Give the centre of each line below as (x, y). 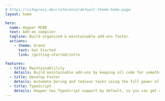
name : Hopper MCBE (28, 27)
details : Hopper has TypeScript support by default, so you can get (85, 91)
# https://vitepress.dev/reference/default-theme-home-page (68, 10)
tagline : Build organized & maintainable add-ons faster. (70, 37)
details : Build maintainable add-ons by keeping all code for (79, 73)
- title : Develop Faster (35, 77)
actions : (18, 41)
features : (15, 63)
